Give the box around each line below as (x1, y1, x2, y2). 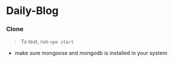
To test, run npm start (20, 38, 74, 45)
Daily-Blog (6, 4, 59, 18)
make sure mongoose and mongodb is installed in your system (14, 50, 167, 57)
